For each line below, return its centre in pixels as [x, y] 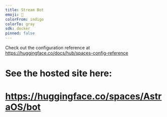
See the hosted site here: [59, 73]
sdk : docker [18, 29]
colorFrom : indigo [24, 19]
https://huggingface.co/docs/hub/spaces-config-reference [67, 53]
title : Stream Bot [24, 10]
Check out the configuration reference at [48, 48]
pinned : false [20, 33]
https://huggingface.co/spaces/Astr [83, 97]
